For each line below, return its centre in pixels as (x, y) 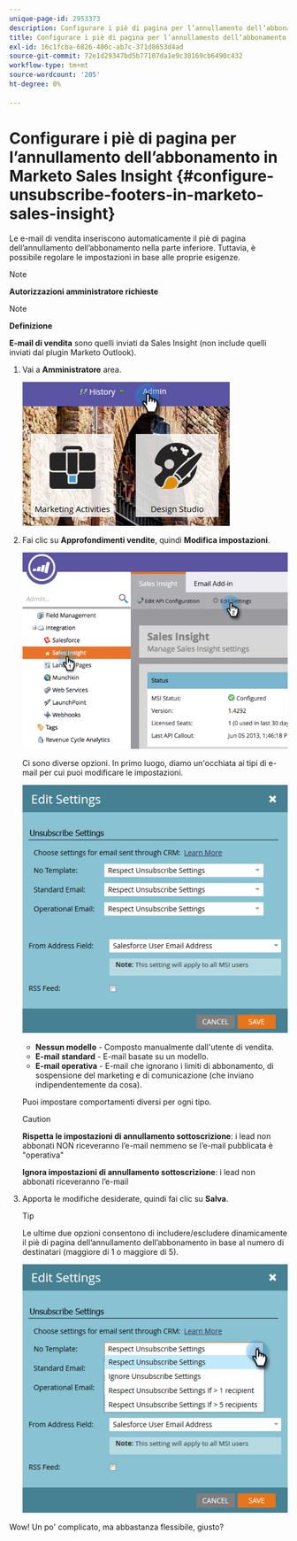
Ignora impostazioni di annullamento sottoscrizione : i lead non (139, 1173)
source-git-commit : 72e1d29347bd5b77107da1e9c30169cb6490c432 (126, 56)
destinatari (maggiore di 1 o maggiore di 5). (100, 1252)
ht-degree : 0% (35, 84)
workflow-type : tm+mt (49, 66)
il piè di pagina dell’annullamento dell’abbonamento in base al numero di (153, 1243)
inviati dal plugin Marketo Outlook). (73, 352)
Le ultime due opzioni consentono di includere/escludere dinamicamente (155, 1233)
